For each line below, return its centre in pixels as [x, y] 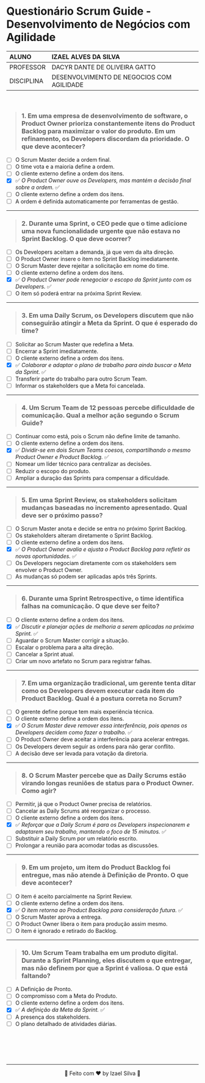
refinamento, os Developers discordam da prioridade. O [106, 139]
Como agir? [39, 791]
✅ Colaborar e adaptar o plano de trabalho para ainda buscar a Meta [103, 365]
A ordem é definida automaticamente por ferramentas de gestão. [97, 201]
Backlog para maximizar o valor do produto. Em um [98, 131]
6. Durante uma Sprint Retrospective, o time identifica [103, 599]
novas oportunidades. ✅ [46, 557]
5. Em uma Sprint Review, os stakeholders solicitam [99, 500]
